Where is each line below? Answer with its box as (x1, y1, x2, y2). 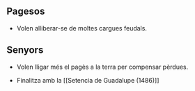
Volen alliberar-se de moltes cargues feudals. (16, 24, 148, 32)
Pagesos (6, 6, 45, 17)
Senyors (6, 44, 44, 56)
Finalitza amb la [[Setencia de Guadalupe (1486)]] (16, 76, 159, 84)
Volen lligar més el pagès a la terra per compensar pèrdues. (16, 63, 189, 71)
